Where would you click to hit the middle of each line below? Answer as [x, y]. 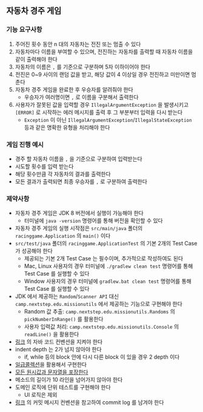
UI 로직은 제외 [41, 395]
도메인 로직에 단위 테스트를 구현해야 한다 [63, 387]
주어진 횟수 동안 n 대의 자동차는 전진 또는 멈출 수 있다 [78, 44]
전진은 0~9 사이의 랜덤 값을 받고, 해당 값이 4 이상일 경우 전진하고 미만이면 [102, 74]
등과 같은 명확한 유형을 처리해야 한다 [67, 127]
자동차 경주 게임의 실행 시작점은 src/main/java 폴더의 [79, 228]
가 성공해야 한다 [34, 251]
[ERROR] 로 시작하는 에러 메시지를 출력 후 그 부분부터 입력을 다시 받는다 [99, 112]
